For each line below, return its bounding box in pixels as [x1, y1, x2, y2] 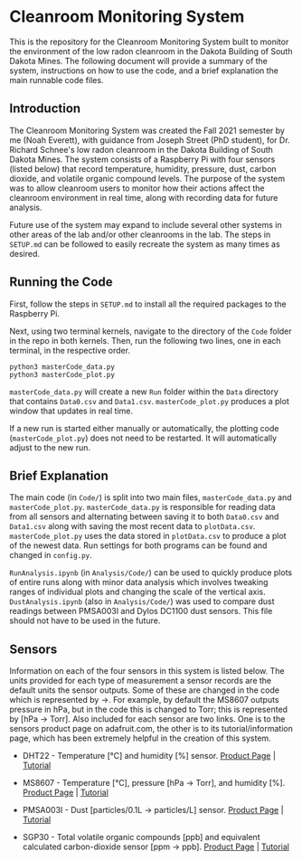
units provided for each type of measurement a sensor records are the [9, 676, 272, 686]
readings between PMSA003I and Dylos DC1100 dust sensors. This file [9, 606, 273, 617]
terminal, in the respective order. [9, 345, 131, 355]
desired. [9, 248, 41, 259]
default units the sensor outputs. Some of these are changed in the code [9, 685, 280, 695]
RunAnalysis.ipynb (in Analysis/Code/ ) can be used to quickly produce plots [9, 567, 292, 578]
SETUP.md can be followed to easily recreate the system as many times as [9, 238, 280, 250]
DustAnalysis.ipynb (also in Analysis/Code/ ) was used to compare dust [9, 596, 275, 607]
